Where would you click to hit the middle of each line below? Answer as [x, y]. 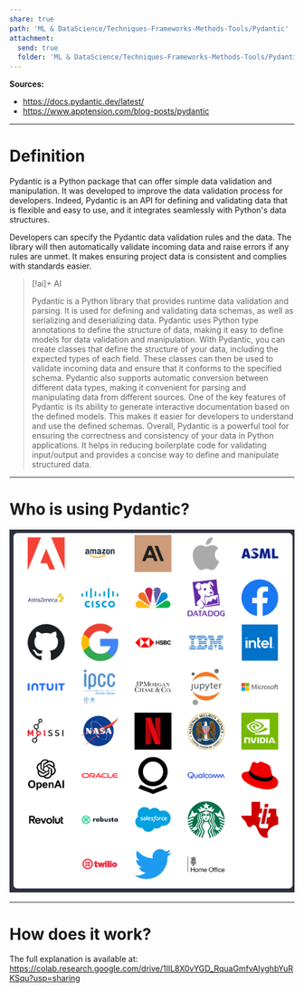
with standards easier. [51, 266]
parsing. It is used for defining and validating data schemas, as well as [162, 311]
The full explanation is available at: [74, 959]
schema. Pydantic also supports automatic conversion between [150, 378]
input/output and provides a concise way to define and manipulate [155, 455]
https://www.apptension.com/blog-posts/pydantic [116, 111]
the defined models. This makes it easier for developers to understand [162, 417]
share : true [32, 19]
